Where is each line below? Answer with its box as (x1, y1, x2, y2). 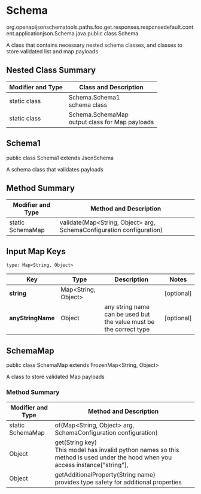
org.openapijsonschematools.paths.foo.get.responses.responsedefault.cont (6, 23, 194, 31)
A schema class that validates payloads (6, 165, 103, 173)
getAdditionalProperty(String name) (54, 471, 156, 479)
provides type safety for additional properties (54, 478, 182, 486)
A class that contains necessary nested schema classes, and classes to (6, 41, 182, 49)
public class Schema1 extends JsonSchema (6, 154, 114, 161)
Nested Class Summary (6, 65, 96, 76)
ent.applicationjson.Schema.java (6, 29, 87, 37)
